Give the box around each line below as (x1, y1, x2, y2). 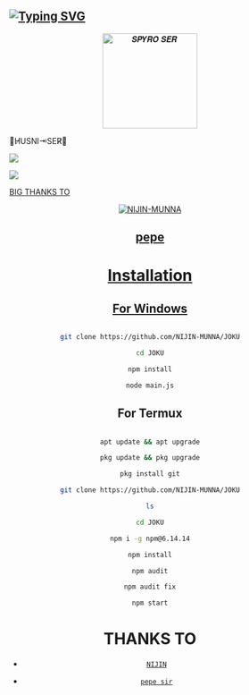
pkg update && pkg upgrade (99, 453, 201, 462)
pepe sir (140, 677, 173, 687)
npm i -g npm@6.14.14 (110, 534, 190, 543)
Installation (107, 266, 193, 286)
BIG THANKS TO (9, 186, 71, 197)
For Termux (117, 406, 183, 421)
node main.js (126, 381, 174, 390)
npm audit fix (123, 582, 177, 591)
